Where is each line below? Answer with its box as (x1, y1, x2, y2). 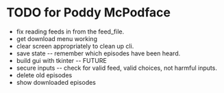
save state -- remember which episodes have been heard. (16, 49, 181, 57)
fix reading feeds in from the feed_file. (16, 27, 125, 36)
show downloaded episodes (16, 78, 97, 86)
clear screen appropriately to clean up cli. (16, 42, 134, 50)
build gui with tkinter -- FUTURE (16, 56, 107, 64)
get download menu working (16, 34, 97, 42)
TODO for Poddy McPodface (6, 5, 171, 21)
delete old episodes (16, 70, 73, 79)
